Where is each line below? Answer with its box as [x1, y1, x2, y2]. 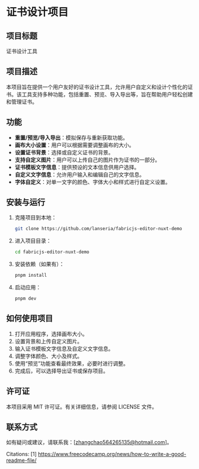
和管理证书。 [6, 98, 37, 105]
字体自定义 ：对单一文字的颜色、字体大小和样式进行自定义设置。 [14, 178, 171, 185]
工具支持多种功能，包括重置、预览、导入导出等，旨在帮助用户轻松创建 [21, 90, 193, 98]
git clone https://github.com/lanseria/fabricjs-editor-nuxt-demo [14, 226, 182, 232]
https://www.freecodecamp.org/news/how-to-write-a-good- [37, 451, 187, 458]
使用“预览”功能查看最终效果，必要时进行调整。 [14, 360, 129, 367]
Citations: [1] [6, 451, 37, 458]
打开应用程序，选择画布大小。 [14, 330, 88, 337]
